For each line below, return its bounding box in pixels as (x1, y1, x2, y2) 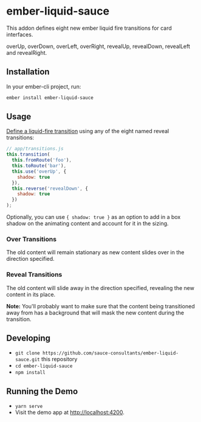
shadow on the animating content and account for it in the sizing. (6, 220, 169, 227)
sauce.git (15, 357, 41, 363)
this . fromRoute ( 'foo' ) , (12, 157, 72, 164)
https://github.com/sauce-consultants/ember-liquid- (42, 350, 179, 356)
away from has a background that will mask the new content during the (6, 309, 184, 316)
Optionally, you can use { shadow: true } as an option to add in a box (6, 213, 181, 221)
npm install (15, 370, 46, 376)
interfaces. (6, 30, 33, 38)
